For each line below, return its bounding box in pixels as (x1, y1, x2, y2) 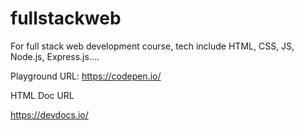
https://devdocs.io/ (10, 108, 89, 121)
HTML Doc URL (10, 89, 75, 101)
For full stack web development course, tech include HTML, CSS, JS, (10, 40, 295, 52)
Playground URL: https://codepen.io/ (10, 70, 162, 82)
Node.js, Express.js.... (10, 50, 100, 62)
